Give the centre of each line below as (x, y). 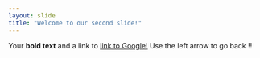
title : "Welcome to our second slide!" (75, 23)
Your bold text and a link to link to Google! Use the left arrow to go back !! (130, 45)
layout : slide (32, 15)
